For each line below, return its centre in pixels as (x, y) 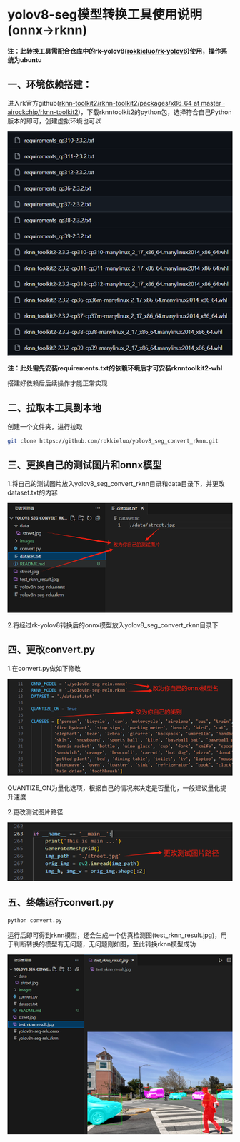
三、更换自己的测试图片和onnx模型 (85, 465)
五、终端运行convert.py (61, 903)
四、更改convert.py (51, 650)
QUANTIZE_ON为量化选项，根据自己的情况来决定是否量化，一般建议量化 (114, 788)
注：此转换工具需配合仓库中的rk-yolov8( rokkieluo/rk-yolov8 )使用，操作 (114, 51)
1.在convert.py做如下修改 (44, 668)
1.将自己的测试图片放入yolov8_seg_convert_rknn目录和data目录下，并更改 (116, 483)
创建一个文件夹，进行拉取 (45, 426)
